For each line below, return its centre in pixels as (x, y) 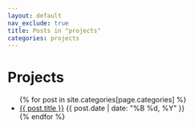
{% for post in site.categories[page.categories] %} (103, 100)
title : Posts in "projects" (55, 30)
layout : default (34, 16)
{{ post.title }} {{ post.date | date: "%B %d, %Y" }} (102, 108)
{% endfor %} (42, 117)
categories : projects (44, 38)
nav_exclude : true (38, 23)
